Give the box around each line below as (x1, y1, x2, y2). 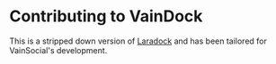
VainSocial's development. (9, 44, 108, 55)
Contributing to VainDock (9, 6, 203, 27)
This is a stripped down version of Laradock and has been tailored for (9, 36, 267, 46)
